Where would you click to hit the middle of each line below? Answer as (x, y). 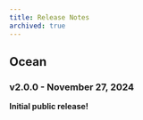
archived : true (38, 26)
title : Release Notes (50, 17)
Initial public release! (49, 107)
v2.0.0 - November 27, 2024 (72, 87)
